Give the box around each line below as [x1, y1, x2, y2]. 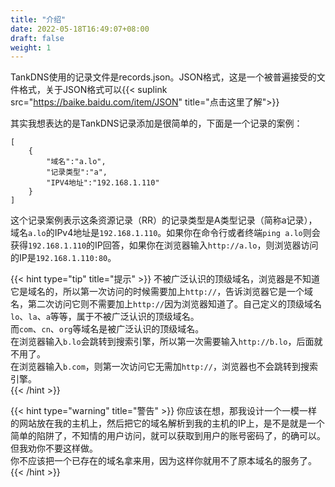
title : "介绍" [10, 14, 67, 25]
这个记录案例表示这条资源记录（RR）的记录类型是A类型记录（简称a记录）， [10, 214, 318, 226]
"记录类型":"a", [46, 167, 108, 178]
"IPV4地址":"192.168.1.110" [46, 178, 160, 188]
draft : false [10, 33, 65, 43]
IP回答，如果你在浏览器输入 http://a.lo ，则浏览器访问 [94, 239, 319, 251]
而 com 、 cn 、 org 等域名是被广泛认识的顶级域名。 [10, 323, 205, 335]
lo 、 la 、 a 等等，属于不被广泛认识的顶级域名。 [10, 311, 200, 323]
